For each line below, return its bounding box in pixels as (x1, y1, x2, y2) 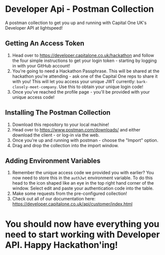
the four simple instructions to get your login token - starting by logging (12, 58, 157, 64)
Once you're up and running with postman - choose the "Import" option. (12, 137, 159, 143)
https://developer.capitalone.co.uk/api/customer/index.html (12, 201, 133, 207)
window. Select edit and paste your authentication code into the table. (12, 186, 154, 191)
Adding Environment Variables (5, 157, 101, 165)
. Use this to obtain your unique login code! (56, 84, 143, 90)
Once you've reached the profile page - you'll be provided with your (12, 89, 150, 95)
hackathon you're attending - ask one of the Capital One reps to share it (12, 73, 158, 79)
